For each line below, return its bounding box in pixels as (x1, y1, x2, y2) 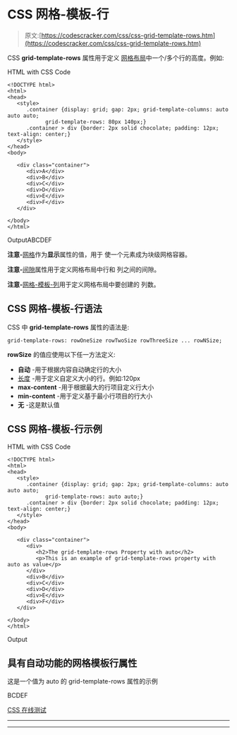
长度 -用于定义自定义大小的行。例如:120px (17, 374, 141, 382)
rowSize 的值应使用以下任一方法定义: (7, 350, 116, 358)
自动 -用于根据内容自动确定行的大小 (17, 365, 122, 374)
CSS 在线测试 (7, 706, 47, 715)
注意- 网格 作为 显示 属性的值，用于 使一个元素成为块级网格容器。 (7, 250, 192, 258)
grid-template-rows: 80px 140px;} (44, 118, 147, 126)
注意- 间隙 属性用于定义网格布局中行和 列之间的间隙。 (7, 265, 161, 274)
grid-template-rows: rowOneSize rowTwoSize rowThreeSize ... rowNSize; (7, 336, 222, 344)
